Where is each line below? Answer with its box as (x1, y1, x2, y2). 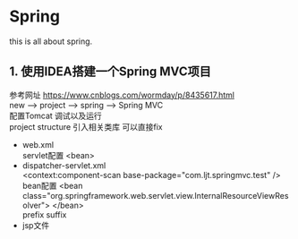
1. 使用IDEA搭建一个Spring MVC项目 (9, 64, 212, 80)
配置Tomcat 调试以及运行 (9, 110, 103, 121)
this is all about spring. (9, 36, 93, 47)
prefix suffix (21, 209, 67, 220)
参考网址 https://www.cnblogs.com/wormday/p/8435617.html (9, 90, 235, 100)
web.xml (21, 139, 55, 149)
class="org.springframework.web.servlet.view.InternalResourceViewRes (21, 190, 289, 201)
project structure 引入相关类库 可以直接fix (9, 121, 163, 132)
